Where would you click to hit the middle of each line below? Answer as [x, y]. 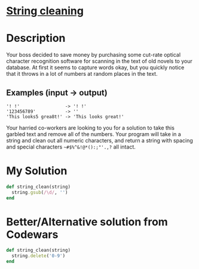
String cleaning [45, 11]
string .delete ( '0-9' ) [39, 256]
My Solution [37, 171]
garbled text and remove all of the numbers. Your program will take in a [94, 134]
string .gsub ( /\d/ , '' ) [40, 192]
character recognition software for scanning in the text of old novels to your [99, 61]
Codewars [32, 234]
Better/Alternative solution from [87, 222]
